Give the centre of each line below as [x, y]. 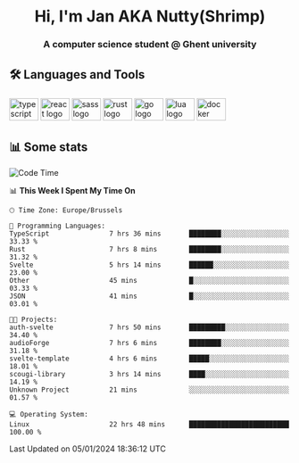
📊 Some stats [49, 147]
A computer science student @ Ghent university [150, 45]
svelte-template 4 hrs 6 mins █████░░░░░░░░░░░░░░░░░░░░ [149, 359]
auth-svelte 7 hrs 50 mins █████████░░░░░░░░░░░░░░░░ [149, 327]
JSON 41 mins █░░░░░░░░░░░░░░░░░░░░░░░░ [149, 296]
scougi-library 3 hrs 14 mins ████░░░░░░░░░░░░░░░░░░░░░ [149, 375]
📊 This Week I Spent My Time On [72, 191]
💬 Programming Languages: [57, 226]
